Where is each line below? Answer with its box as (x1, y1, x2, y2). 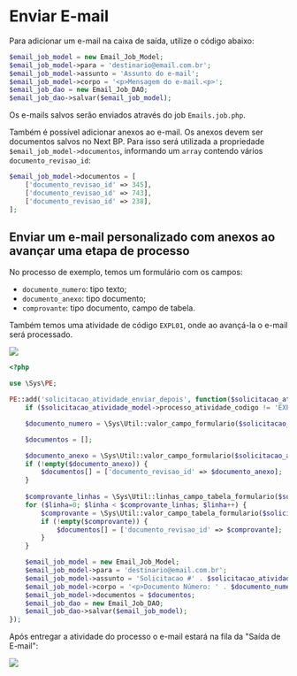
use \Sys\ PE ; (9, 379, 57, 388)
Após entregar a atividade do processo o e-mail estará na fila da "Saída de (9, 631, 281, 642)
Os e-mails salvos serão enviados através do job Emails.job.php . (9, 110, 246, 120)
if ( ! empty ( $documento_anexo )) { (25, 459, 148, 468)
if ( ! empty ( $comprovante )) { (41, 517, 148, 526)
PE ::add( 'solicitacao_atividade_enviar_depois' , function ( (9, 396, 232, 404)
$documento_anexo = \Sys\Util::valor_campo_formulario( (25, 451, 236, 460)
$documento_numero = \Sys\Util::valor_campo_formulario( (25, 419, 240, 428)
